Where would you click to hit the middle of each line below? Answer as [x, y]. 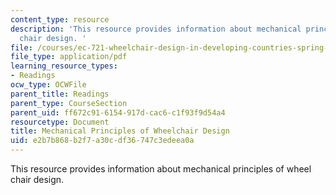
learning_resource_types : [64, 66]
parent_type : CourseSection [69, 103]
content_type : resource [60, 19]
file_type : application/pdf [69, 57]
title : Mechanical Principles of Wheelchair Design [120, 131]
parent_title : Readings [60, 94]
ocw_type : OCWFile [48, 85]
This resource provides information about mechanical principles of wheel [161, 169]
